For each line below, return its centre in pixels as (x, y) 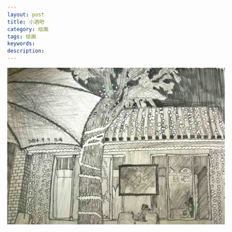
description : (26, 51)
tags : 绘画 (22, 37)
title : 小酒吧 (26, 22)
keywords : (21, 44)
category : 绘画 (28, 29)
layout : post (26, 14)
